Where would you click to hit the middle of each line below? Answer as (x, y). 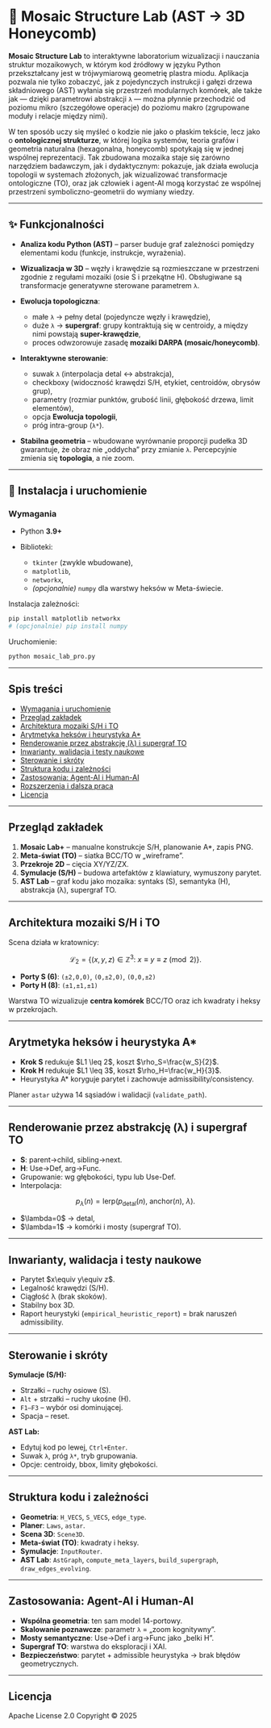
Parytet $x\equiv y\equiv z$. (67, 1279)
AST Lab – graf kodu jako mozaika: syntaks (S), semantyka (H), (125, 881)
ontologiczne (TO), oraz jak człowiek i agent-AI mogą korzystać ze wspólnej (135, 183)
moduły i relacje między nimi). (58, 115)
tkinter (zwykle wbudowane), (82, 563)
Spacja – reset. (45, 1416)
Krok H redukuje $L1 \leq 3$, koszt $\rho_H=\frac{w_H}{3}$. (121, 1070)
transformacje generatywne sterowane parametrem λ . (110, 285)
